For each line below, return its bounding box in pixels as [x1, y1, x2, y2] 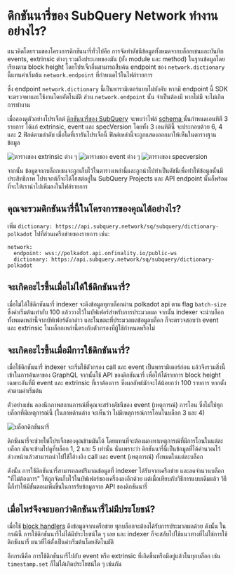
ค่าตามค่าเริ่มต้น [7, 387, 43, 395]
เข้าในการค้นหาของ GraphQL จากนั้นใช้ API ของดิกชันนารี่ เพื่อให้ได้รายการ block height [7, 370, 221, 380]
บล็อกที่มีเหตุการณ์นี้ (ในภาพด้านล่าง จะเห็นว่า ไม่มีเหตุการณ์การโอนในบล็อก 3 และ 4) [7, 408, 206, 417]
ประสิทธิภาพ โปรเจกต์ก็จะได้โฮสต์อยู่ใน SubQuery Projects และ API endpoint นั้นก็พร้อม [7, 174, 228, 183]
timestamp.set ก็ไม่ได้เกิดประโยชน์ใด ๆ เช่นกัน [7, 560, 122, 568]
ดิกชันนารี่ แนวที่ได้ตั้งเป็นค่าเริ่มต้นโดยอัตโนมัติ [7, 538, 114, 546]
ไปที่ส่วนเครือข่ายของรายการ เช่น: [34, 229, 110, 238]
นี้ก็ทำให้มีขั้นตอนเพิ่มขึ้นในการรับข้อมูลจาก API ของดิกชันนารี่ [7, 482, 147, 491]
